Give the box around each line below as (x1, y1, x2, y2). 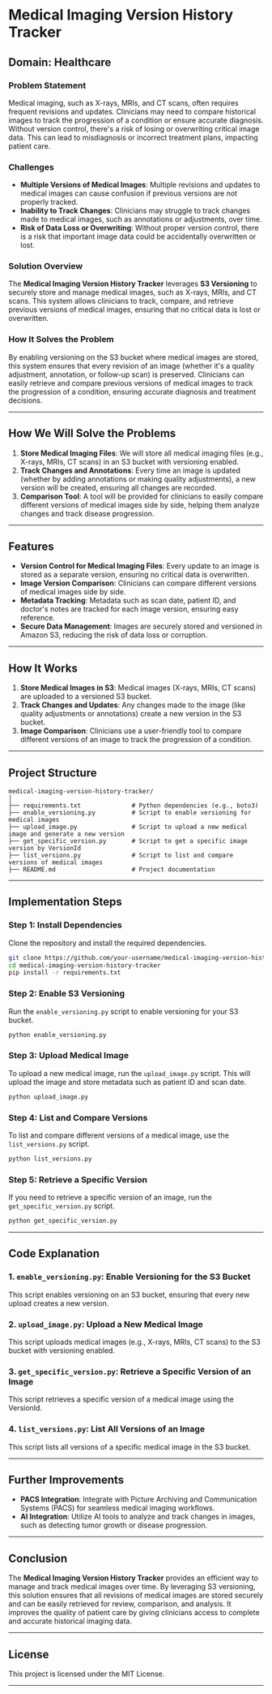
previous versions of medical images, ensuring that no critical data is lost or (8, 305, 261, 314)
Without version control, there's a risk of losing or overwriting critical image (8, 123, 260, 133)
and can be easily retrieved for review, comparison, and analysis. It (8, 1599, 232, 1609)
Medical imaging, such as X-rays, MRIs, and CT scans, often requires (8, 97, 239, 107)
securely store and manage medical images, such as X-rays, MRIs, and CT (8, 287, 257, 297)
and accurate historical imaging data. (8, 1616, 132, 1626)
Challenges (8, 161, 54, 172)
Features (8, 539, 54, 553)
